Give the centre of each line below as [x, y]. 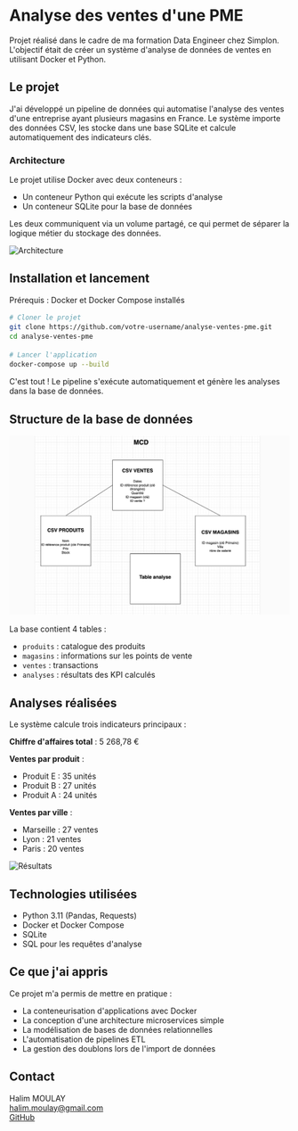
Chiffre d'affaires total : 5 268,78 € [74, 742]
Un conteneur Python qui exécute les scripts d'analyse [122, 197]
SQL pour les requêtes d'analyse [82, 944]
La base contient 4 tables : [58, 629]
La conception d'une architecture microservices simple [123, 1020]
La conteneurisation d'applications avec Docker [109, 1011]
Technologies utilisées [73, 894]
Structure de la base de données [101, 419]
